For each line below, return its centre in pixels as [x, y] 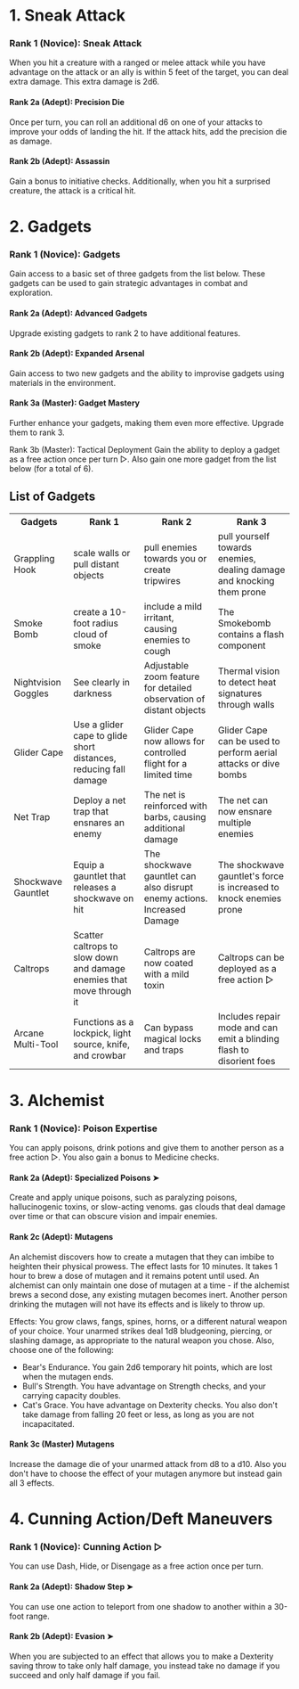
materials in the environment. [63, 382]
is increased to [249, 887]
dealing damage [251, 570]
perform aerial [247, 752]
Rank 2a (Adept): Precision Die [67, 102]
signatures [240, 693]
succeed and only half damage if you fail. [85, 1675]
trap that [91, 811]
